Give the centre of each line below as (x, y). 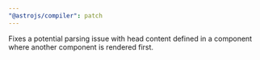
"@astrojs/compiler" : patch (56, 16)
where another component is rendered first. (81, 47)
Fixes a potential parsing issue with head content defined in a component (130, 38)
